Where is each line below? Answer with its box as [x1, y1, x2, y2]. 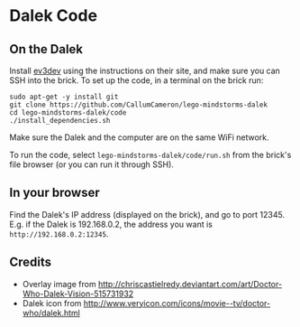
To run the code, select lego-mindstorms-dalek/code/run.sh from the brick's [9, 150, 292, 160]
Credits [9, 255, 52, 270]
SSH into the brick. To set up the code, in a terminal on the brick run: [9, 75, 264, 86]
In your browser [9, 185, 101, 201]
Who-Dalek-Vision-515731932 [22, 288, 134, 299]
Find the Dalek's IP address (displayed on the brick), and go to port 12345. [9, 209, 286, 220]
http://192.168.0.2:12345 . [9, 228, 109, 239]
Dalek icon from [22, 297, 82, 308]
